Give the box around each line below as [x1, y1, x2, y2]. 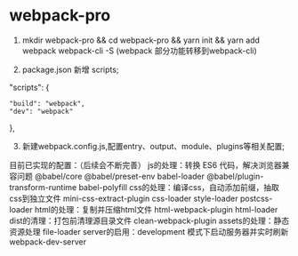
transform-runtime [9, 181, 77, 192]
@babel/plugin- [205, 171, 264, 181]
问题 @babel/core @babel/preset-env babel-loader [16, 171, 205, 181]
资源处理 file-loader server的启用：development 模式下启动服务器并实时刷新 [9, 226, 289, 236]
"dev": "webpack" [9, 107, 74, 116]
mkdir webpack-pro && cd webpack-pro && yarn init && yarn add [21, 35, 261, 45]
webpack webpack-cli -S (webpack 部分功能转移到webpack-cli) [21, 45, 258, 56]
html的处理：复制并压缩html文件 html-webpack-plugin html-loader [34, 204, 278, 214]
